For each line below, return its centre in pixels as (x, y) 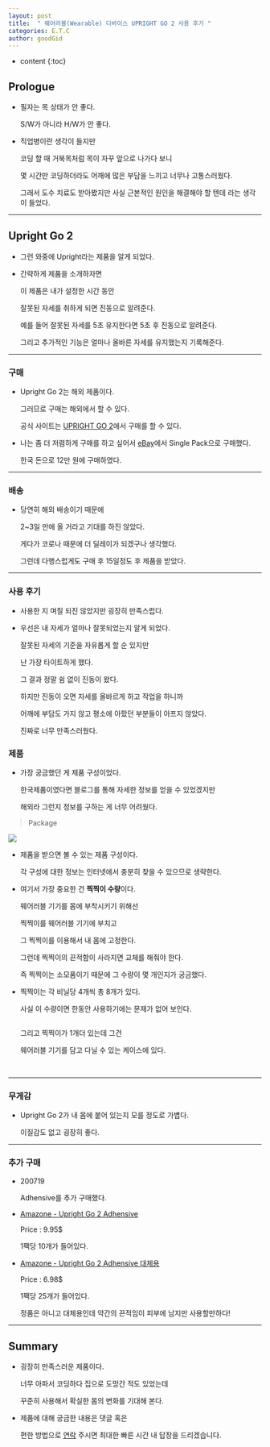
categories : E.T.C (39, 31)
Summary (33, 1347)
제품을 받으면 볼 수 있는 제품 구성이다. (79, 854)
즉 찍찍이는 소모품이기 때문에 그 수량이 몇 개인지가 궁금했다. (113, 975)
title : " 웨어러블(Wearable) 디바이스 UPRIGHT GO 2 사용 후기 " (110, 23)
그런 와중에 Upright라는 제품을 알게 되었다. (87, 256)
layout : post (30, 16)
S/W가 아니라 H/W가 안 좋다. (65, 124)
